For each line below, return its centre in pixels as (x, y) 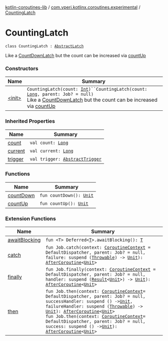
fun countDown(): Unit (67, 195)
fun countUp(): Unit (64, 203)
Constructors (22, 68)
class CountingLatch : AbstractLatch (44, 46)
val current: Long (51, 151)
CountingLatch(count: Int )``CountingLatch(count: (87, 89)
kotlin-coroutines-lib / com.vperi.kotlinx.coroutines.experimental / (73, 7)
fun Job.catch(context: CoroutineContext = (98, 247)
